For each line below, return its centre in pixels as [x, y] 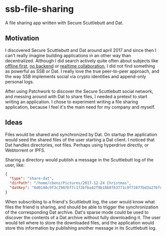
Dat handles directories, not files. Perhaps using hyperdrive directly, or [77, 145]
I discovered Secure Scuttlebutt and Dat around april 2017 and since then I [81, 50]
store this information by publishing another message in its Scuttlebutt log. [81, 228]
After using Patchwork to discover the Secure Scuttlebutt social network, [79, 91]
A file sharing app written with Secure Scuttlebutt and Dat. [64, 23]
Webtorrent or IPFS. [25, 150]
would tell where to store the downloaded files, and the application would [80, 223]
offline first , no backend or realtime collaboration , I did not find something [80, 66]
